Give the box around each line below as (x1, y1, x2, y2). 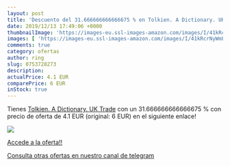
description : (7, 67, 44, 74)
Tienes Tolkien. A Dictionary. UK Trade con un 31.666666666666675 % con (7, 105, 222, 113)
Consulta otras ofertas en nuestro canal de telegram (7, 152, 155, 160)
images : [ (7, 36, 36, 42)
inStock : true (7, 86, 48, 93)
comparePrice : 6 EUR (7, 80, 66, 87)
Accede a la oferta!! (7, 138, 63, 147)
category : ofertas (7, 49, 60, 55)
